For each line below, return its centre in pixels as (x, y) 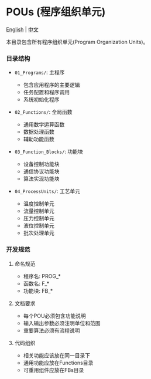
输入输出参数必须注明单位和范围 (62, 323)
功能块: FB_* (38, 290)
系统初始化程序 (41, 100)
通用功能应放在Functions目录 (58, 363)
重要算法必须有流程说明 (52, 330)
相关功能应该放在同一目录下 (57, 355)
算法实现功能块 (41, 179)
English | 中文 (23, 29)
